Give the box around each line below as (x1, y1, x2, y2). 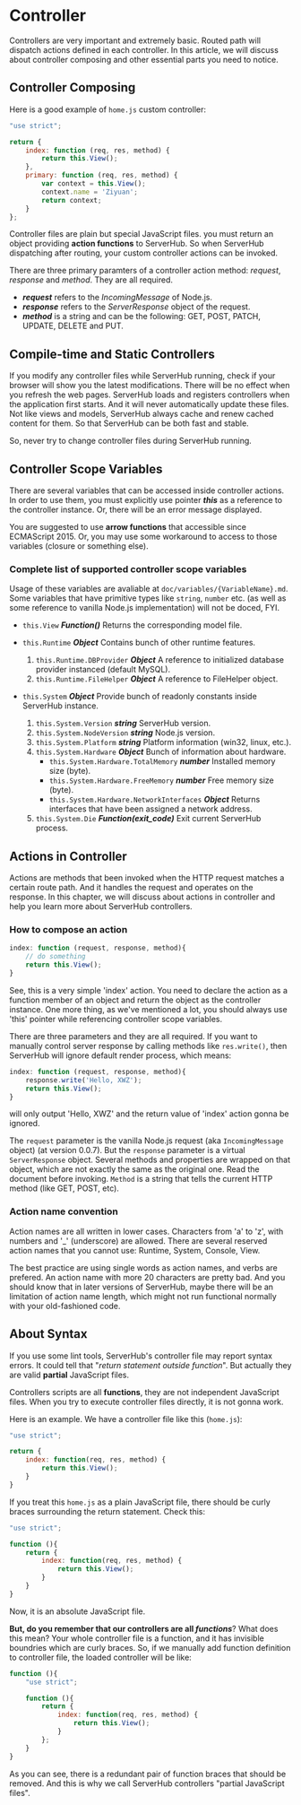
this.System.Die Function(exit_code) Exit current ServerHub (35, 813, 262, 824)
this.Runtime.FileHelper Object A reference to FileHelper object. (35, 673, 279, 684)
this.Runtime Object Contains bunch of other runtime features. (21, 638, 256, 648)
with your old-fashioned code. (9, 1300, 121, 1311)
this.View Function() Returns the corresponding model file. (21, 620, 243, 630)
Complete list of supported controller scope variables (9, 562, 247, 575)
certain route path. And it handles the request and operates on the (9, 882, 254, 893)
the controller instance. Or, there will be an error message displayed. (9, 504, 262, 515)
